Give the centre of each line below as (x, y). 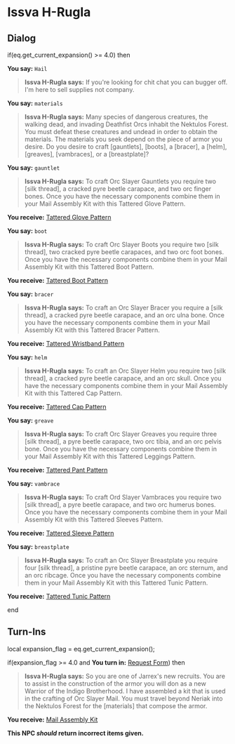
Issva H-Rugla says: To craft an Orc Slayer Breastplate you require (121, 560)
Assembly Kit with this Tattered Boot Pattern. (89, 267)
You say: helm (27, 357)
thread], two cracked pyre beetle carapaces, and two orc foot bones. (124, 252)
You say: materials (35, 103)
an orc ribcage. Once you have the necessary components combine (122, 575)
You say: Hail (27, 68)
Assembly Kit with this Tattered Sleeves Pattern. (94, 519)
